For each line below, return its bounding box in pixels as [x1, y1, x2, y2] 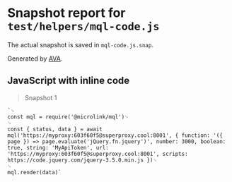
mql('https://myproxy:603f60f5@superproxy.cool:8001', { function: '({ [7, 132, 223, 139]
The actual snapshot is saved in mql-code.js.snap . [7, 40, 154, 49]
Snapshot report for [7, 5, 126, 21]
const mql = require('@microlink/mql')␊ [7, 113, 129, 121]
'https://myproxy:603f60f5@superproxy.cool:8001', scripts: [7, 150, 189, 157]
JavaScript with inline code [7, 75, 130, 87]
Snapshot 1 [24, 93, 57, 102]
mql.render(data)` [7, 169, 62, 176]
